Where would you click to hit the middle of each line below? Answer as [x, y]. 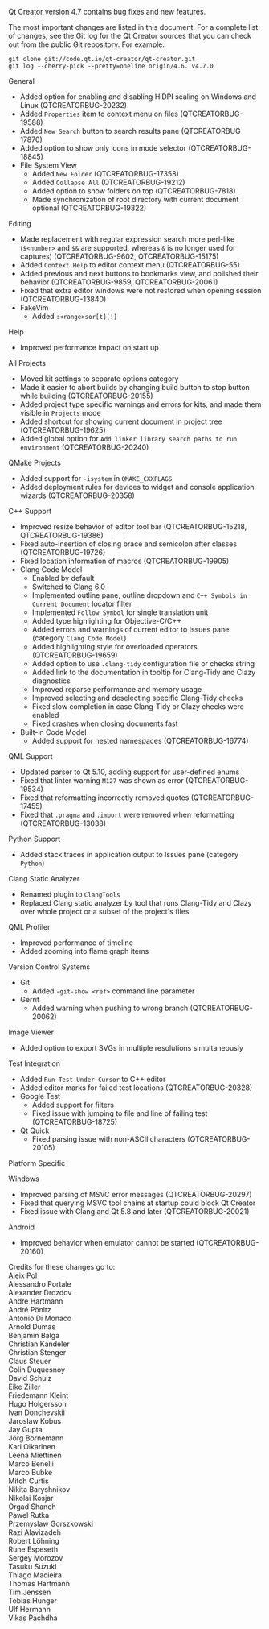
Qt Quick [35, 1130]
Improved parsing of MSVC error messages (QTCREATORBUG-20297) [136, 1194]
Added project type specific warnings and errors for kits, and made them [141, 404]
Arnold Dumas [32, 1327]
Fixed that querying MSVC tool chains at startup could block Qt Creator [138, 1203]
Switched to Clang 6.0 [69, 587]
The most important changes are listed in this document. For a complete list [133, 27]
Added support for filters [73, 1105]
